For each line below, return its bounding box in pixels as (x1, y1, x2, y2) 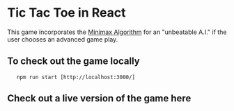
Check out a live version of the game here (7, 92, 192, 105)
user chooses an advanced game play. (7, 35, 118, 43)
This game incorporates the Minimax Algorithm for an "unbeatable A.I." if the (7, 28, 227, 36)
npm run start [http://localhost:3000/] (16, 74, 136, 80)
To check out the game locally (7, 55, 141, 67)
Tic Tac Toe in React (7, 5, 127, 21)
